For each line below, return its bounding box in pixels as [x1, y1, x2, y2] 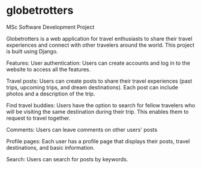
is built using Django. [6, 47, 58, 55]
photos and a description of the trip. [6, 90, 95, 97]
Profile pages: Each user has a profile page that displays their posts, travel [6, 137, 190, 144]
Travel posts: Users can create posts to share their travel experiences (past [6, 77, 193, 84]
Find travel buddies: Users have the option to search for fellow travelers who [6, 101, 196, 108]
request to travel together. [6, 114, 71, 122]
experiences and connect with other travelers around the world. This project [6, 41, 195, 49]
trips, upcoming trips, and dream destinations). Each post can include [6, 83, 178, 90]
